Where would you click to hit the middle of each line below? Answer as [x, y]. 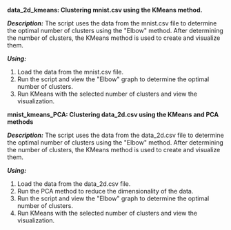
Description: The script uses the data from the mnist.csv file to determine [112, 23]
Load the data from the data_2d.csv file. [74, 184]
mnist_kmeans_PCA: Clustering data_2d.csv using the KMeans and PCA [113, 114]
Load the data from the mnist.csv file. [70, 72]
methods [20, 122]
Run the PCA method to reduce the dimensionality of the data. [105, 191]
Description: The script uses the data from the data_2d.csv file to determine [115, 135]
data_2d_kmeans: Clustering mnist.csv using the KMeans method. [105, 10]
